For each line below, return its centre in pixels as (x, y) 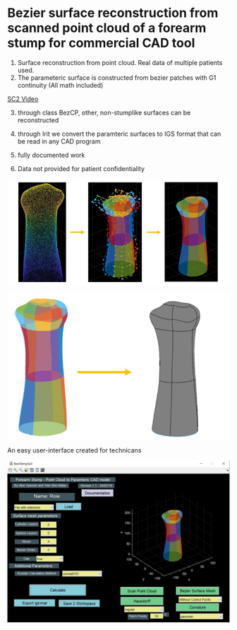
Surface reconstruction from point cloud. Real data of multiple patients (120, 62)
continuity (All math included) (60, 85)
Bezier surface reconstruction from (113, 13)
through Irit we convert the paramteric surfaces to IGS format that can (119, 134)
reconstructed (38, 120)
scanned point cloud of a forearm (107, 28)
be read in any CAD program (59, 141)
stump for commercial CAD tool (101, 43)
